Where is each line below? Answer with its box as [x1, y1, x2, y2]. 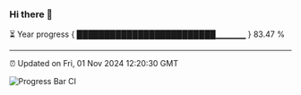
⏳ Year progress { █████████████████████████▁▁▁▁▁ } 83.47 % [9, 29, 285, 39]
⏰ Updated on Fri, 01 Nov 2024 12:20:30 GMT [9, 58, 179, 69]
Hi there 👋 [9, 8, 54, 21]
